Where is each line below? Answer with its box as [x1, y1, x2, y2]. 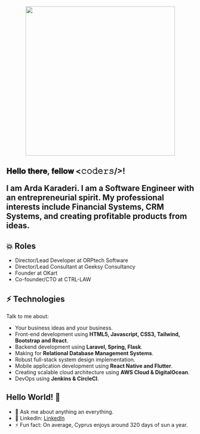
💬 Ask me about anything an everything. [14, 408, 114, 415]
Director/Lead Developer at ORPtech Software [14, 257, 128, 264]
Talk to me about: [6, 313, 49, 320]
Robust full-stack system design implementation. [14, 356, 136, 364]
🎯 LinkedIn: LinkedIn [14, 414, 65, 421]
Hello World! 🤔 [6, 392, 61, 402]
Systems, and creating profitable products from [6, 211, 187, 221]
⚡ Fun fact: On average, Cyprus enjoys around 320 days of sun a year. [14, 421, 188, 428]
